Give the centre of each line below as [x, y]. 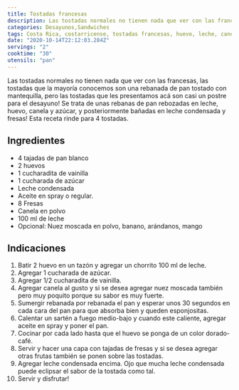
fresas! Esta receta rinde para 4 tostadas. [68, 118]
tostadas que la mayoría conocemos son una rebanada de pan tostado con [117, 88]
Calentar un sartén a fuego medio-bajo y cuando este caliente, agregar [122, 318]
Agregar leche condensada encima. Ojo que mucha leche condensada [121, 364]
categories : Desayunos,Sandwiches [59, 27]
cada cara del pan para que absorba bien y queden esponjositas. [113, 311]
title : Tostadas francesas [47, 14]
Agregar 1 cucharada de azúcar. [64, 273]
